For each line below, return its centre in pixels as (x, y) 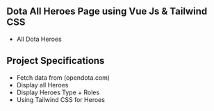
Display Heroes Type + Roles (58, 92)
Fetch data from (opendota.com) (63, 77)
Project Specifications (56, 61)
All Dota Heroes (39, 39)
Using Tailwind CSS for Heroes (61, 99)
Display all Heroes (42, 85)
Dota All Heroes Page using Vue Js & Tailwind (107, 11)
